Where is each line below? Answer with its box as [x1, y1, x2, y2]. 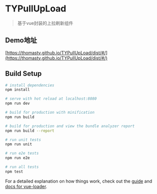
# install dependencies [5, 83, 55, 88]
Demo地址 [5, 36, 37, 45]
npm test [5, 169, 23, 174]
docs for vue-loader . [5, 183, 47, 190]
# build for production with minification [5, 110, 95, 115]
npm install [5, 87, 30, 92]
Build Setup [5, 69, 42, 78]
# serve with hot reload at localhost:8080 [5, 96, 97, 101]
